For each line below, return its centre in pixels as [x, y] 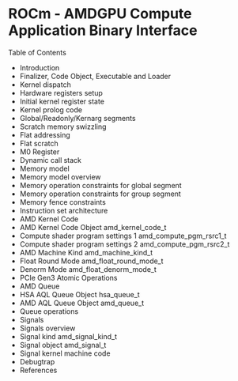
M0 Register [40, 152]
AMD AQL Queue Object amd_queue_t [82, 303]
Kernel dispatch [45, 85]
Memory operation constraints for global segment [100, 185]
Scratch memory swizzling [63, 126]
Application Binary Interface [103, 30]
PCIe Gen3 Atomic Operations [68, 277]
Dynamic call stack [50, 160]
